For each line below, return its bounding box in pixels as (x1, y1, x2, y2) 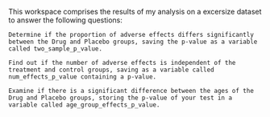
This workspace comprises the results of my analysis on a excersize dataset (8, 7, 262, 16)
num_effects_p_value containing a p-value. (8, 73, 157, 81)
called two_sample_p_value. (8, 45, 103, 53)
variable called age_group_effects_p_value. (8, 101, 160, 109)
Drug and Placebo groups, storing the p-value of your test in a (8, 94, 232, 102)
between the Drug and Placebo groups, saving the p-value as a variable (8, 38, 258, 46)
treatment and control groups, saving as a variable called (8, 66, 215, 74)
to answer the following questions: (8, 15, 123, 25)
